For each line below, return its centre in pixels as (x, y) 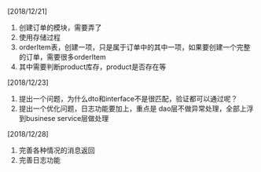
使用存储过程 (39, 37)
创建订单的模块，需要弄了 (60, 27)
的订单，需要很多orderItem (62, 57)
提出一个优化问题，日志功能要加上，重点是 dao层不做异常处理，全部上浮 (136, 108)
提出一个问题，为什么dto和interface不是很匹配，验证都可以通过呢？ (128, 99)
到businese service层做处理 (64, 118)
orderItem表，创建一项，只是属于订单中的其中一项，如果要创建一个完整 (134, 47)
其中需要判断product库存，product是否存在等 (92, 67)
